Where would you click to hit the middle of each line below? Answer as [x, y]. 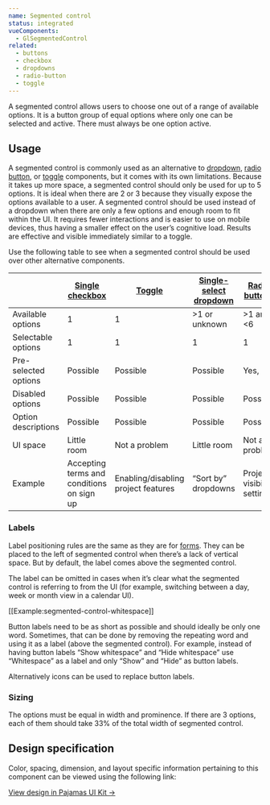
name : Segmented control [50, 16]
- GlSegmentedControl [52, 38]
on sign [81, 494]
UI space [29, 446]
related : [23, 46]
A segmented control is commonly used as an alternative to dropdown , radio [135, 168]
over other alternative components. [67, 261]
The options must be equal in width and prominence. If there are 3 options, [132, 715]
